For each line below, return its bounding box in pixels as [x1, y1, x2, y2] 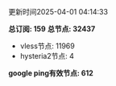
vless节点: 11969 [19, 41, 75, 51]
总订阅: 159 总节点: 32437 [8, 24, 96, 34]
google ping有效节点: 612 [8, 68, 94, 78]
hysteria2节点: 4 [19, 51, 74, 60]
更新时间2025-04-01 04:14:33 [8, 7, 109, 16]
